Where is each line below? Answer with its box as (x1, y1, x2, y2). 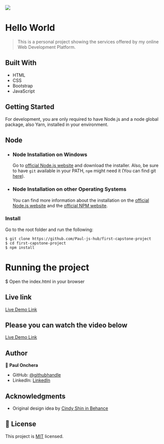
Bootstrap (12, 83, 33, 89)
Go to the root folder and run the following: (5, 227, 94, 233)
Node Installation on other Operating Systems (12, 186, 127, 193)
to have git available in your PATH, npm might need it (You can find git (12, 168, 156, 174)
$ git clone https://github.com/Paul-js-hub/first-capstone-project (5, 236, 151, 241)
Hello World (5, 22, 55, 34)
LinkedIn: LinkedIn (12, 378, 51, 384)
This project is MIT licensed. (5, 433, 64, 439)
